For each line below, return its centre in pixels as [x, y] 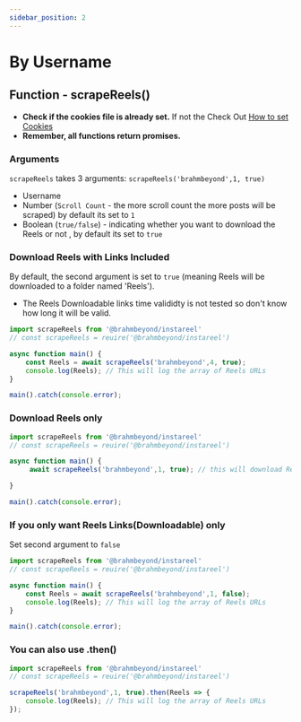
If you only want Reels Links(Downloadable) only [117, 525]
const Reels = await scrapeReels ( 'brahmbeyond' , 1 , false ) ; [138, 594]
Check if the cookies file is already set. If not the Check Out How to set [155, 117]
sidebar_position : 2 [48, 17]
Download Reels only [56, 418]
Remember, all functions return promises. [101, 135]
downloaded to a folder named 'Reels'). [82, 286]
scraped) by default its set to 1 [78, 214]
